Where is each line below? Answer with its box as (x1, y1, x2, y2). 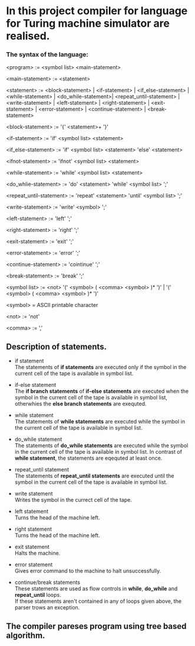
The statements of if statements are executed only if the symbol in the (14, 364, 187, 371)
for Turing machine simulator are (6, 17, 170, 30)
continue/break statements (14, 579, 81, 586)
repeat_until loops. (14, 592, 61, 599)
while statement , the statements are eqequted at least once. (14, 454, 163, 462)
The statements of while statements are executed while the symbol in (14, 418, 186, 425)
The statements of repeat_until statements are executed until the (14, 472, 174, 480)
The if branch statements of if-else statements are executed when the (14, 387, 189, 395)
